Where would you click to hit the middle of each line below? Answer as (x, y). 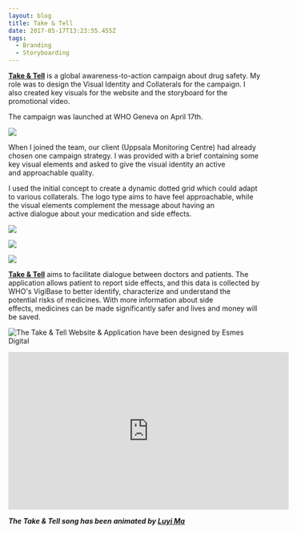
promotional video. (39, 101)
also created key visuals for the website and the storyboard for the (118, 92)
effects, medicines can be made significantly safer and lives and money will (133, 308)
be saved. (25, 317)
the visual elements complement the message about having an (111, 205)
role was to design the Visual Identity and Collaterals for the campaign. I (127, 84)
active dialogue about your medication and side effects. (100, 214)
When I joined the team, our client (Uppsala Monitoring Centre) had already (132, 147)
